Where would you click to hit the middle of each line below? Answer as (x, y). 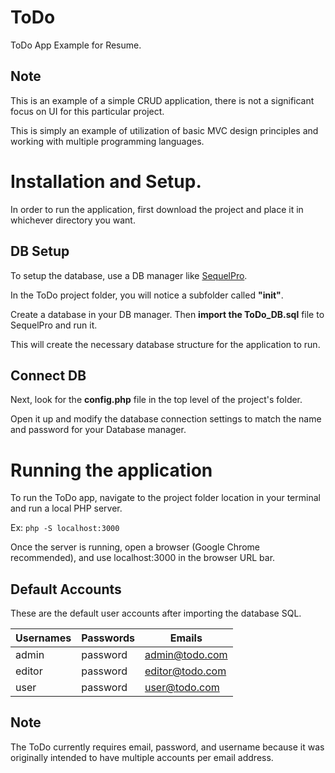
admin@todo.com (186, 655)
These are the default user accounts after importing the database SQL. (156, 613)
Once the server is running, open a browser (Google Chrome (135, 547)
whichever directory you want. (73, 220)
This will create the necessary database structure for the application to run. (165, 344)
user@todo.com (182, 688)
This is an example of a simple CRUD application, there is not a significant (162, 100)
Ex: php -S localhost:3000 (65, 528)
